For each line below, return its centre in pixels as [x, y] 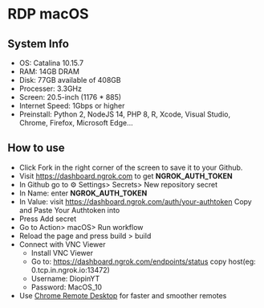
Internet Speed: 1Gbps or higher [72, 106]
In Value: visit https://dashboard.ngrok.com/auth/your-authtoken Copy [135, 201]
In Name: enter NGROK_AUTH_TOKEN [83, 193]
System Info [39, 44]
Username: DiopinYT [65, 278]
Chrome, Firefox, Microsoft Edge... [76, 123]
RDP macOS [48, 14]
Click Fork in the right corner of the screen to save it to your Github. [131, 167]
